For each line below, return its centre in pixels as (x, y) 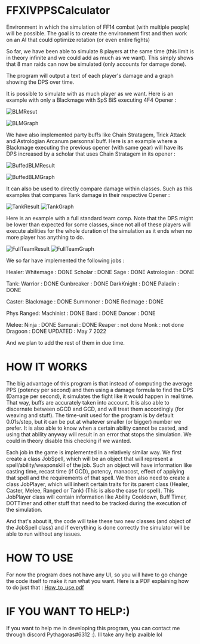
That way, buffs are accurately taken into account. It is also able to (88, 402)
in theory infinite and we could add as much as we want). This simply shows (100, 57)
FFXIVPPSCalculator (58, 10)
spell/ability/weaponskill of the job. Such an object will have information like (99, 465)
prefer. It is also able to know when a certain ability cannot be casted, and (97, 428)
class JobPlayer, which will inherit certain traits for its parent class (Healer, (98, 484)
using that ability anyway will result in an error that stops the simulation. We (99, 434)
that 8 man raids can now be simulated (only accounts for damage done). (96, 64)
